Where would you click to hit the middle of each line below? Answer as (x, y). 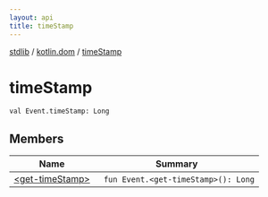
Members (37, 138)
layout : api (31, 17)
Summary (177, 164)
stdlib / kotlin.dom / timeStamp (66, 51)
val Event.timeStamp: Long (59, 111)
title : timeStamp (42, 26)
